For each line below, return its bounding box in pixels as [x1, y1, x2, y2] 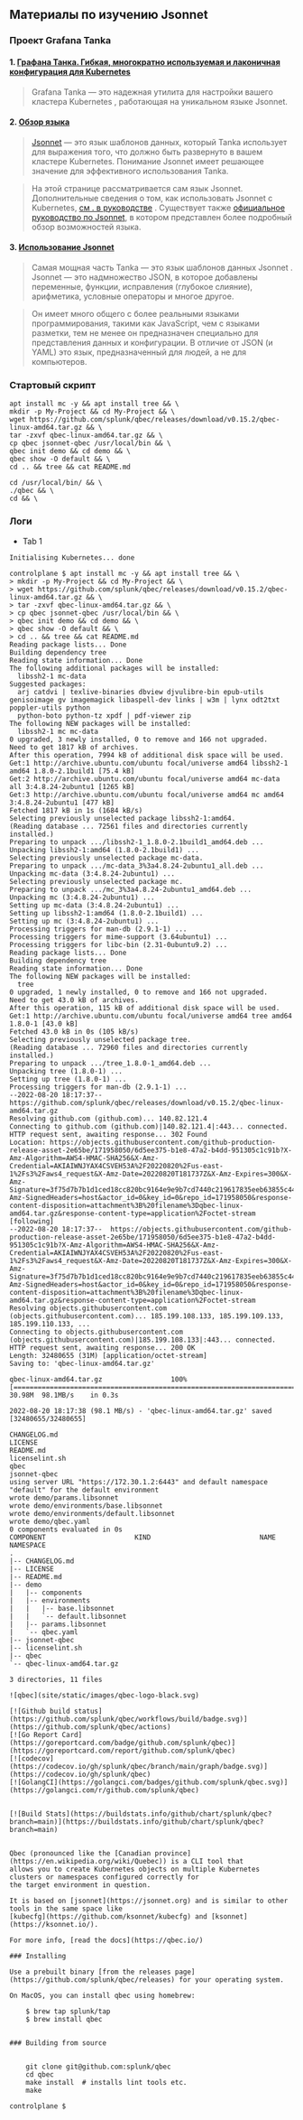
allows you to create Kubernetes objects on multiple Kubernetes [9, 1864, 260, 1874]
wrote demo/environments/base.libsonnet [9, 1501, 164, 1511]
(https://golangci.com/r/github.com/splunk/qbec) [9, 1785, 200, 1795]
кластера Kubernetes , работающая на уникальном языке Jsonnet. [31, 96, 289, 107]
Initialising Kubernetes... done [9, 553, 135, 563]
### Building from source [9, 2038, 106, 2048]
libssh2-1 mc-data [17, 672, 87, 681]
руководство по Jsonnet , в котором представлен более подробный [31, 211, 293, 222]
